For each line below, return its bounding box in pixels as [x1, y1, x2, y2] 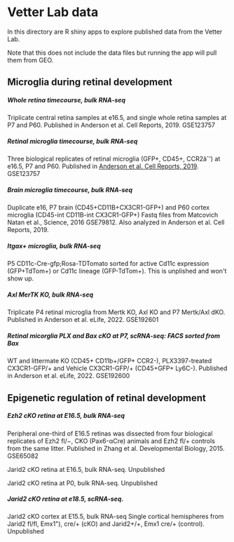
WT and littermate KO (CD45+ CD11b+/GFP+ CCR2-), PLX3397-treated [7, 357, 212, 365]
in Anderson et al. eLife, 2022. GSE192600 [7, 372, 130, 380]
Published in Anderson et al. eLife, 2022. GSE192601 [7, 316, 159, 324]
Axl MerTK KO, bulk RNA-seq [7, 290, 93, 299]
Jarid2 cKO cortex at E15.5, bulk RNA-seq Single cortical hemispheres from [7, 513, 224, 521]
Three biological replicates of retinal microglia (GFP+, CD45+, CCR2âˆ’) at [7, 155, 221, 163]
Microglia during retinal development [7, 76, 173, 88]
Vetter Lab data [7, 4, 99, 20]
